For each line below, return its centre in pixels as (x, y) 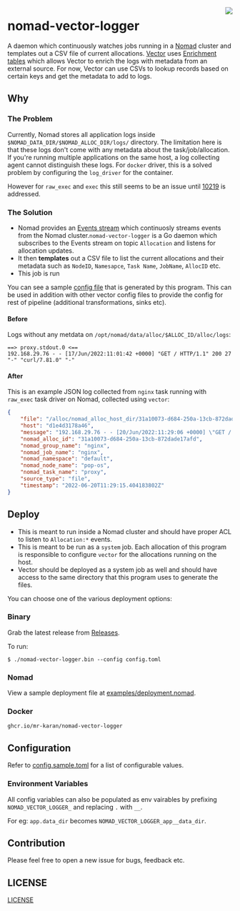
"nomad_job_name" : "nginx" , (62, 452)
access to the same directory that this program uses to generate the (118, 577)
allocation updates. (46, 251)
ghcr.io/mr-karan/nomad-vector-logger (65, 726)
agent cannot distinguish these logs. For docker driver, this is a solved (110, 165)
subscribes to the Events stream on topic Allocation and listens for (116, 243)
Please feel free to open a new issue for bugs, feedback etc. (96, 860)
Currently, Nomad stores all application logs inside (81, 134)
